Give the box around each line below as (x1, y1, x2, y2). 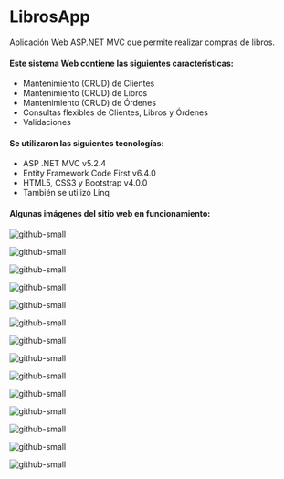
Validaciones (22, 117, 71, 128)
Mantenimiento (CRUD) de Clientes (22, 78, 155, 89)
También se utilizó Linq (22, 187, 110, 198)
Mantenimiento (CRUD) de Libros (22, 88, 148, 99)
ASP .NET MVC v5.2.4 (22, 158, 107, 169)
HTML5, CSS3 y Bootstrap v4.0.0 (22, 177, 148, 188)
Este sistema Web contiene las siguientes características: (9, 58, 235, 69)
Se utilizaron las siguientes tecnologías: (9, 137, 164, 148)
